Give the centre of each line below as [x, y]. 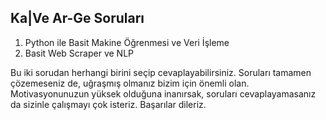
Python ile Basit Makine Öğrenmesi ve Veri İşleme [127, 42]
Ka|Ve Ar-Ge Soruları [77, 18]
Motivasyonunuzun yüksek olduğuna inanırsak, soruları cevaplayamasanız [163, 93]
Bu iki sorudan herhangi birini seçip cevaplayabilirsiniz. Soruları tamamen [161, 72]
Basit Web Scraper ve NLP [79, 53]
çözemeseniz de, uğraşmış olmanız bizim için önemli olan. [130, 83]
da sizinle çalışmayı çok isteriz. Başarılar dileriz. [108, 104]
